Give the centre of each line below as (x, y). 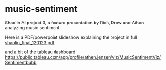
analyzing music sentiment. (33, 27)
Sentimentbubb (21, 62)
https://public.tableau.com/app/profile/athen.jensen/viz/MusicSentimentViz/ (83, 57)
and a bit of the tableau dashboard (40, 52)
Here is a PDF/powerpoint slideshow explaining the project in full (71, 37)
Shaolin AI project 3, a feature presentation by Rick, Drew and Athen (75, 23)
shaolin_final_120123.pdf (30, 42)
